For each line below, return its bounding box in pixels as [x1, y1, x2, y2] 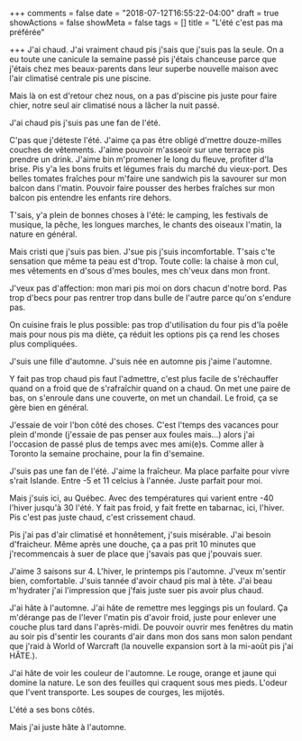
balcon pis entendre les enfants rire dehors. [9, 193, 172, 203]
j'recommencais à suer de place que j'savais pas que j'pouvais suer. [9, 548, 263, 559]
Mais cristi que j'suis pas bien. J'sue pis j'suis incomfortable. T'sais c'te [9, 247, 276, 257]
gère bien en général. [9, 402, 89, 412]
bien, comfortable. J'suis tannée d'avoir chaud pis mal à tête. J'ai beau [9, 575, 273, 586]
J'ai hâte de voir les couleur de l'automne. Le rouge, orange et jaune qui [9, 668, 277, 678]
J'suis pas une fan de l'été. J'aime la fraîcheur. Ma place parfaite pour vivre [9, 465, 290, 476]
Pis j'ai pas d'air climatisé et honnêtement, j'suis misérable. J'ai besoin [9, 529, 271, 539]
